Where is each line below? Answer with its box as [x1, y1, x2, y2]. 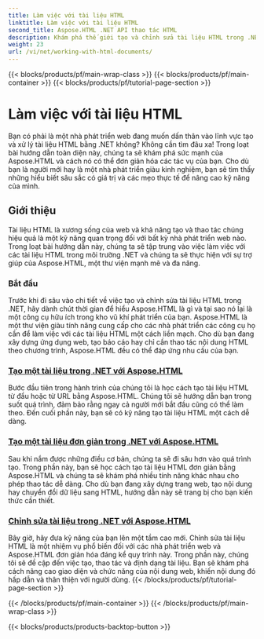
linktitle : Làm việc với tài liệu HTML [8, 19, 139, 27]
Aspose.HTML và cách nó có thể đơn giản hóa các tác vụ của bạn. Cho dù [8, 156, 250, 166]
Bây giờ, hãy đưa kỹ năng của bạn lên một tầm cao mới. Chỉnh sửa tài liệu [8, 533, 246, 542]
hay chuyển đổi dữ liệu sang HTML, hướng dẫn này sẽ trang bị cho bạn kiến [8, 487, 253, 497]
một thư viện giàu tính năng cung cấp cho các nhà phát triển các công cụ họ [8, 321, 256, 330]
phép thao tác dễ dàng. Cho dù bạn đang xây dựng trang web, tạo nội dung [8, 479, 253, 488]
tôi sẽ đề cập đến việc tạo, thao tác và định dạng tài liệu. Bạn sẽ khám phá [8, 558, 249, 568]
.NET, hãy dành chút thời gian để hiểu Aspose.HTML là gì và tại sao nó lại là [8, 304, 253, 314]
